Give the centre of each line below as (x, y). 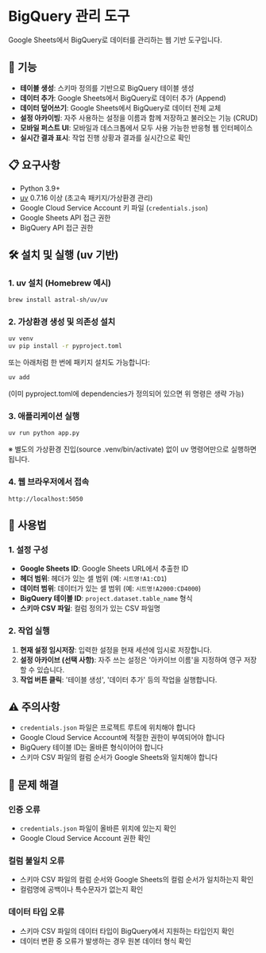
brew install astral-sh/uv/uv (58, 300)
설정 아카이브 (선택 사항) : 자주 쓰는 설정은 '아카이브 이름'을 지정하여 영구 (131, 660)
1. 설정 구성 (28, 549)
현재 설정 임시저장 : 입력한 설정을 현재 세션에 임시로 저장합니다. (116, 649)
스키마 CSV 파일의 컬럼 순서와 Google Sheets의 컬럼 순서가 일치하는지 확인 (137, 880)
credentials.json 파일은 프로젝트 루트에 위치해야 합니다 (108, 727)
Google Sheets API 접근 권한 (65, 217)
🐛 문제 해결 (34, 785)
